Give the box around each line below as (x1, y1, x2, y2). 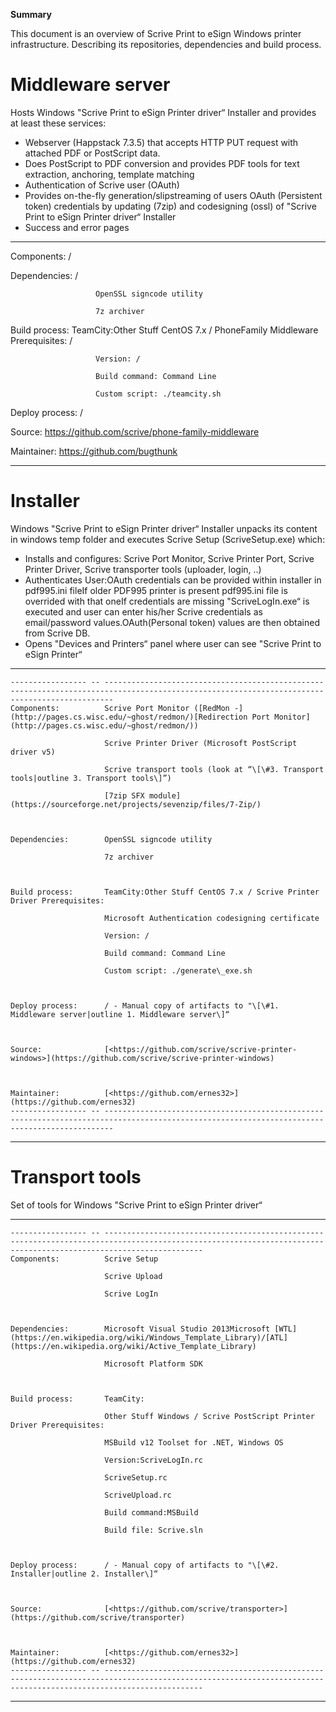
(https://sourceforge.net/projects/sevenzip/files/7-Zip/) (10, 799, 262, 809)
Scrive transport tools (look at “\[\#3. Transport (104, 764, 325, 774)
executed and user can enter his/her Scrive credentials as (24, 605, 263, 618)
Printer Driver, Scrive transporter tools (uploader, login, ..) (24, 563, 262, 575)
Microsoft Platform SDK (104, 1359, 203, 1369)
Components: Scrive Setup (10, 1254, 159, 1264)
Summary (10, 9, 52, 20)
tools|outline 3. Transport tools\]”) (10, 773, 172, 783)
